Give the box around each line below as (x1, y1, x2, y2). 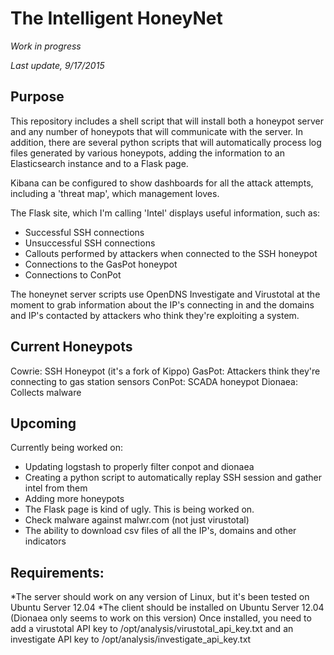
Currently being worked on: (10, 442, 124, 454)
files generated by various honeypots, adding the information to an (10, 147, 285, 159)
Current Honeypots (10, 338, 133, 356)
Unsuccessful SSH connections (24, 237, 156, 249)
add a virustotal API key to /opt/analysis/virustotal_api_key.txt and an (10, 623, 294, 635)
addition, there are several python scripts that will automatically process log (10, 136, 322, 148)
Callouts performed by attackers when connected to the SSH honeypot (24, 247, 318, 259)
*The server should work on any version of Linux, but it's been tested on (10, 591, 310, 603)
